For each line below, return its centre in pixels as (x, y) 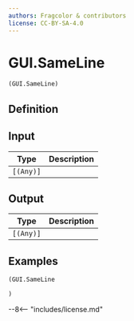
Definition (33, 109)
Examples (33, 261)
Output (26, 198)
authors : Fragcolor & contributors (67, 16)
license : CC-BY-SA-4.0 (46, 23)
